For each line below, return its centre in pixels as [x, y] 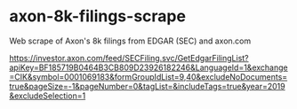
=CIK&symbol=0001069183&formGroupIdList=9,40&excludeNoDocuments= [148, 76]
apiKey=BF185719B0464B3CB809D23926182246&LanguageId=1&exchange [148, 67]
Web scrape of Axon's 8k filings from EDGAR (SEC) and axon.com [130, 41]
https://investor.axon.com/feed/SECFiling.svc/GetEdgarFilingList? [129, 58]
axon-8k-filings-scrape [98, 16]
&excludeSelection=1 [48, 96]
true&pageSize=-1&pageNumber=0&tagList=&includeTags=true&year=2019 [148, 86]
